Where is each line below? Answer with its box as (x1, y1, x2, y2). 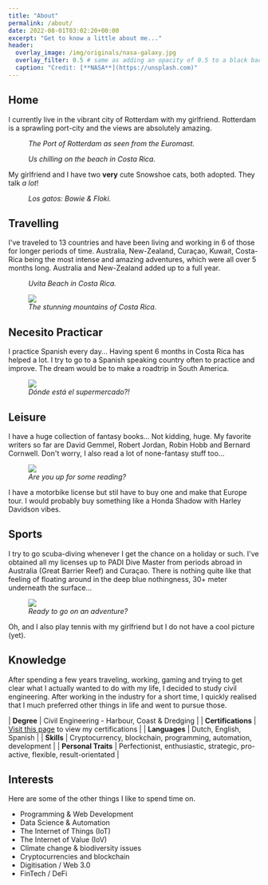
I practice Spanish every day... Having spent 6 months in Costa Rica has (8, 347, 245, 357)
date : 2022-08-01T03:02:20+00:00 (8, 26, 120, 34)
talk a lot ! (8, 177, 39, 188)
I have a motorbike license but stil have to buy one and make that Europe (8, 488, 247, 496)
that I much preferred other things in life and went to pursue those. (8, 700, 227, 710)
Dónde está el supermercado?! (28, 387, 130, 397)
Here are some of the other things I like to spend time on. (8, 794, 196, 803)
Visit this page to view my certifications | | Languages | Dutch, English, (8, 724, 242, 734)
